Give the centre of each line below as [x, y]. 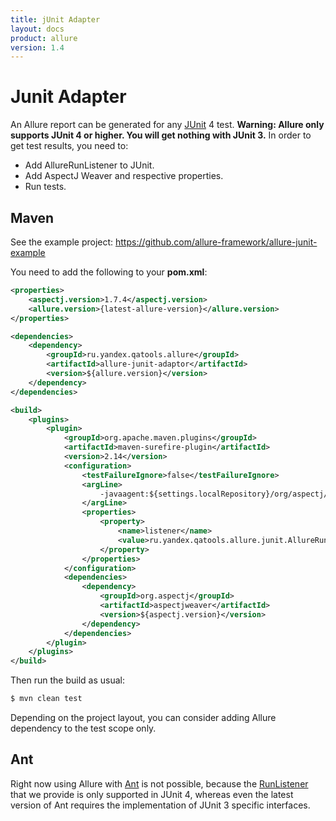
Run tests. [45, 187]
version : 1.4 [37, 47]
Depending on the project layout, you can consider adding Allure [143, 717]
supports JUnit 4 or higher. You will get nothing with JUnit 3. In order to [161, 135]
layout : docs [37, 29]
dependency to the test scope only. [83, 728]
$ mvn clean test [46, 699]
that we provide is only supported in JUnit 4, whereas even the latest [152, 794]
